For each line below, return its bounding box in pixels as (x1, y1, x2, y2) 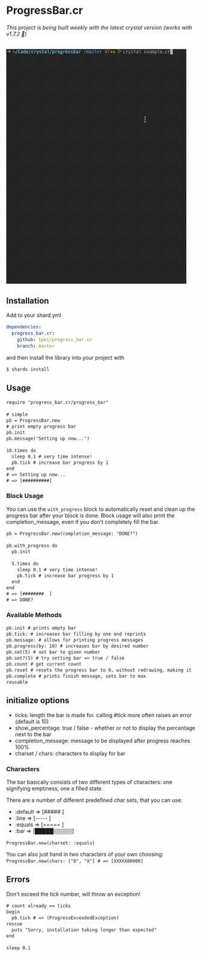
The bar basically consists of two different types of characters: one (6, 778, 173, 786)
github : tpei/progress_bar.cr (17, 336, 93, 343)
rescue (6, 921, 23, 927)
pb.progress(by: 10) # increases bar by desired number (6, 643, 149, 649)
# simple (6, 411, 28, 418)
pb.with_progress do (6, 543, 58, 549)
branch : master (17, 343, 55, 349)
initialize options (6, 695, 70, 706)
